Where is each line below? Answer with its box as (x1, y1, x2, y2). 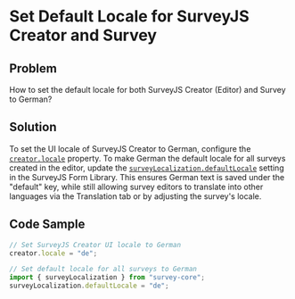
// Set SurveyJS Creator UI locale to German (9, 240, 181, 249)
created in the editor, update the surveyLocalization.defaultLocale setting (9, 162, 284, 173)
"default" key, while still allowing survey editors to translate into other (9, 181, 264, 192)
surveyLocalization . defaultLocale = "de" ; (9, 281, 169, 291)
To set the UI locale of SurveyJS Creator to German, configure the (9, 143, 251, 154)
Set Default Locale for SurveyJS (9, 6, 250, 27)
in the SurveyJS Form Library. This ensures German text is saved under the (9, 171, 285, 182)
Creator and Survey (9, 25, 158, 46)
